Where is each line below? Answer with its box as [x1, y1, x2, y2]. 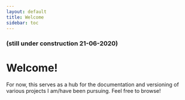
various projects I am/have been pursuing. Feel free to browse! [6, 87, 161, 95]
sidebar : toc [6, 20, 39, 26]
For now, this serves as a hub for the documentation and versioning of [6, 81, 180, 88]
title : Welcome [6, 14, 44, 20]
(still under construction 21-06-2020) [6, 39, 119, 48]
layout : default [6, 8, 47, 15]
